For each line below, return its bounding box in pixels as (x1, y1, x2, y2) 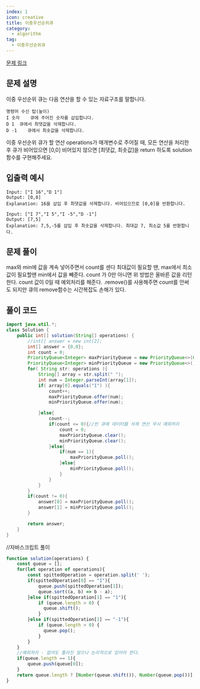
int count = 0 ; (27, 349, 65, 356)
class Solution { (6, 327, 49, 333)
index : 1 (6, 8, 28, 15)
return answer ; (27, 520, 65, 526)
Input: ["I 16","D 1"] (6, 189, 62, 195)
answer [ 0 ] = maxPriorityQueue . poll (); (37, 499, 135, 505)
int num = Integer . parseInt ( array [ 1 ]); (37, 377, 137, 383)
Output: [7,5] (6, 216, 42, 222)
